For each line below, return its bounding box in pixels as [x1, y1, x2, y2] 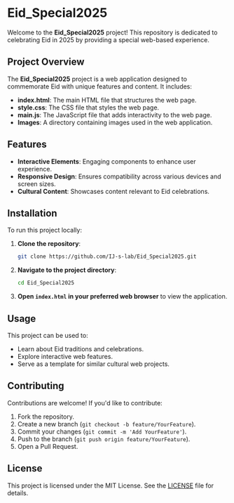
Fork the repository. [17, 412, 75, 421]
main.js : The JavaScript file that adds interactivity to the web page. [17, 110, 212, 119]
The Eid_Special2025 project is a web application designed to [7, 74, 188, 83]
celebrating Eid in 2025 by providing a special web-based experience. [7, 35, 210, 44]
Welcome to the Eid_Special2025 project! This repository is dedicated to [7, 28, 218, 37]
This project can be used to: [7, 331, 89, 339]
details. [7, 488, 29, 497]
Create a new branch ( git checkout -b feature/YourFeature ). [17, 419, 196, 428]
